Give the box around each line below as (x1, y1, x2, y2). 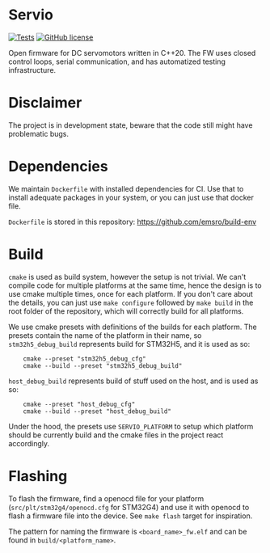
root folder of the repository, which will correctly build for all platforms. (8, 306, 244, 316)
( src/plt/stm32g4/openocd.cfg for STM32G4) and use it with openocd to (8, 502, 250, 512)
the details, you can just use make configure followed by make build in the (8, 298, 254, 307)
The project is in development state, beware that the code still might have (8, 120, 253, 130)
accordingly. (8, 438, 50, 448)
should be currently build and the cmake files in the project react (8, 430, 224, 440)
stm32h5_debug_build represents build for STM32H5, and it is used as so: (8, 339, 251, 348)
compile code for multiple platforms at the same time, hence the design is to (8, 281, 262, 290)
